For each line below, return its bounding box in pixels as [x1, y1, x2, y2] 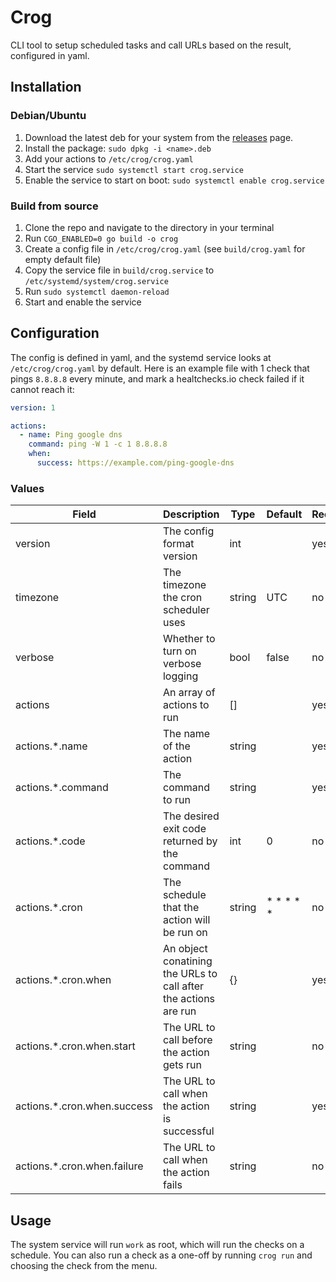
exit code [162, 822, 207, 836]
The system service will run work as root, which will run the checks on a [10, 1239, 305, 1251]
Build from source [10, 199, 99, 213]
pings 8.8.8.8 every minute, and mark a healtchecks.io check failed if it [10, 372, 305, 385]
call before [162, 1033, 213, 1047]
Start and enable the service [24, 296, 142, 308]
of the [162, 739, 191, 753]
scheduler [162, 603, 210, 617]
